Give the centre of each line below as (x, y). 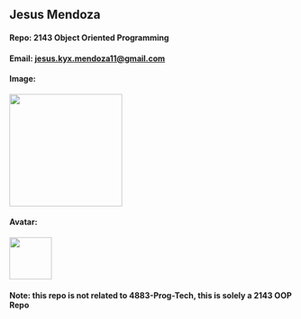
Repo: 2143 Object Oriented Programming (89, 37)
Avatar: (23, 222)
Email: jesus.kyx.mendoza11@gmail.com (87, 58)
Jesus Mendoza (55, 15)
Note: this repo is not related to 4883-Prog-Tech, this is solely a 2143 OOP (151, 295)
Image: (23, 79)
